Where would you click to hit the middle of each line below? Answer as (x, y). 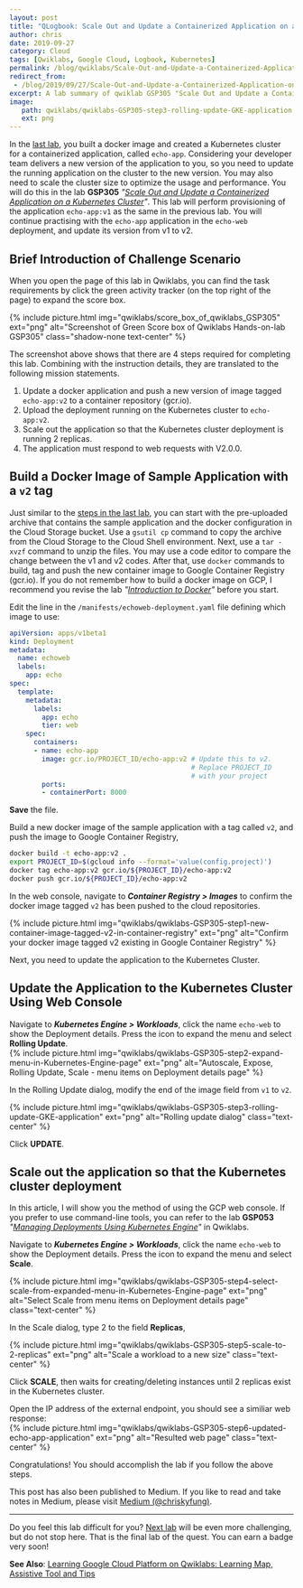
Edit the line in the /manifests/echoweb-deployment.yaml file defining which (148, 607)
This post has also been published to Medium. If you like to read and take (145, 1492)
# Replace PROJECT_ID (231, 767)
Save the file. (34, 810)
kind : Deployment (42, 641)
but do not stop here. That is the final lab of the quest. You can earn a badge (151, 1537)
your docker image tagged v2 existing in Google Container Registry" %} (143, 942)
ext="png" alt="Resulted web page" (163, 1438)
